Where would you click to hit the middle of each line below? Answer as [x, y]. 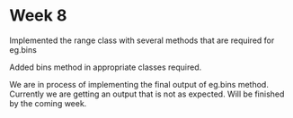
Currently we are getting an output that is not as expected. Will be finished [147, 94]
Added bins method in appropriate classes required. [106, 67]
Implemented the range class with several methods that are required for [142, 40]
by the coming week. [48, 103]
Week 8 [38, 16]
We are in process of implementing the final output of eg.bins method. [139, 84]
